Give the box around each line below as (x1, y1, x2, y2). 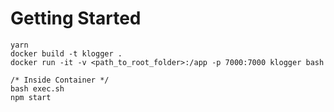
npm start (10, 92, 52, 102)
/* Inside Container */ (10, 75, 110, 85)
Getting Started (10, 7, 142, 30)
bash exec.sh (10, 83, 65, 94)
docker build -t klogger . (10, 48, 123, 59)
